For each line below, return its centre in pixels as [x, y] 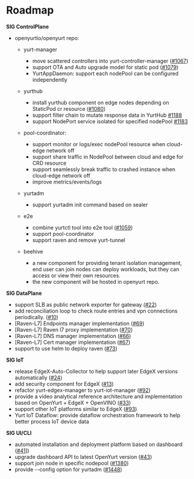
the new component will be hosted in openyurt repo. [96, 281]
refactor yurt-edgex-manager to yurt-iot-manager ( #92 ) [83, 390]
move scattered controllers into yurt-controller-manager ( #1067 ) [110, 61]
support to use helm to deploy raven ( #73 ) [66, 348]
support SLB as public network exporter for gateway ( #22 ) [86, 304]
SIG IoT [15, 360]
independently [50, 80]
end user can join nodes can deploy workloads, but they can [106, 269]
